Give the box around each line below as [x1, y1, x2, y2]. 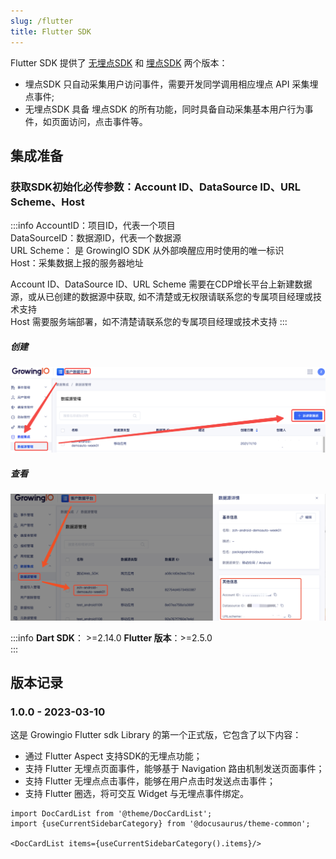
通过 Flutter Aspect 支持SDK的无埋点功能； [24, 750, 203, 762]
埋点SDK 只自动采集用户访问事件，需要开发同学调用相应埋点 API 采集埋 [24, 78, 319, 90]
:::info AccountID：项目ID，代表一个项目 [10, 220, 176, 232]
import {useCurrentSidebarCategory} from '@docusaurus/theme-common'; [10, 819, 311, 829]
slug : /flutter [10, 16, 74, 26]
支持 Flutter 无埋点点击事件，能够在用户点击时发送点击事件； [24, 775, 277, 787]
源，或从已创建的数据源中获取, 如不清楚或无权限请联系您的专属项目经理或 [10, 291, 313, 303]
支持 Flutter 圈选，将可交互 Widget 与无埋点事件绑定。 [24, 788, 250, 800]
